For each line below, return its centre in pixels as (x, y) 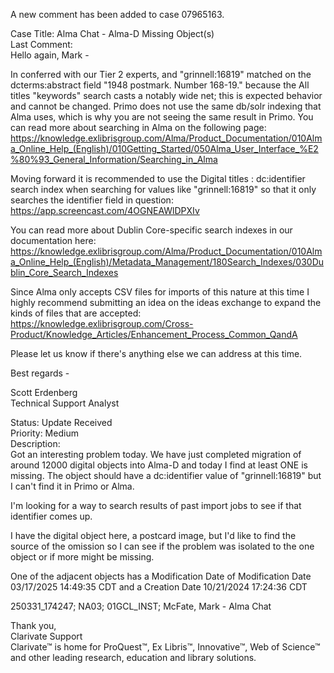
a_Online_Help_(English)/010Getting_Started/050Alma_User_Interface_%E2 (164, 148)
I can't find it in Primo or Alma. (72, 486)
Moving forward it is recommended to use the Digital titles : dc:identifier (158, 178)
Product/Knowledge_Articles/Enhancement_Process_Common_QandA (154, 334)
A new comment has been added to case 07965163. (117, 14)
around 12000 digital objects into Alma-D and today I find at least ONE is (159, 465)
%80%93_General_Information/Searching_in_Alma (114, 159)
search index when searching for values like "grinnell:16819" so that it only (163, 189)
